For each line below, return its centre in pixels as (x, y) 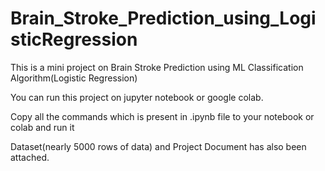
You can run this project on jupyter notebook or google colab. (137, 97)
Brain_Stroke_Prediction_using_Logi (163, 18)
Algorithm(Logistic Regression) (74, 78)
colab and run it (42, 127)
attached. (30, 157)
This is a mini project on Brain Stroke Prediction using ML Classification (157, 67)
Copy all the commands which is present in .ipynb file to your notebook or (162, 116)
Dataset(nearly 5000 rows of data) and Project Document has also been (158, 146)
